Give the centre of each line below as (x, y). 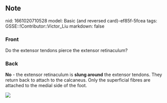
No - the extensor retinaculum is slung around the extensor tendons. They (84, 75)
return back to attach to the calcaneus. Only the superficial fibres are (78, 80)
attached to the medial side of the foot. (46, 86)
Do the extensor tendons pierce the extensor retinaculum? (66, 50)
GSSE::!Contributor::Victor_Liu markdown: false (55, 26)
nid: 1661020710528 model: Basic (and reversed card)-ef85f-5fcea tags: (81, 20)
